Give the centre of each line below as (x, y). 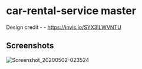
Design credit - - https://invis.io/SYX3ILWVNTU (64, 27)
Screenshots (30, 46)
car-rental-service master (71, 11)
